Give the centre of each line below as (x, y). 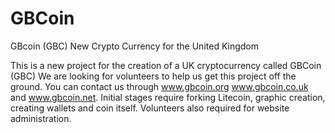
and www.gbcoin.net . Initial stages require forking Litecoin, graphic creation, (168, 97)
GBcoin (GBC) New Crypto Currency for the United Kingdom (134, 46)
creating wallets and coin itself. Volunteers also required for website (150, 108)
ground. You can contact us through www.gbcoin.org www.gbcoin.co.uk (159, 86)
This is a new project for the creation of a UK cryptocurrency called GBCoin (166, 65)
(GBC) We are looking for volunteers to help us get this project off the (153, 76)
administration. (41, 118)
